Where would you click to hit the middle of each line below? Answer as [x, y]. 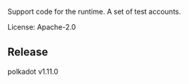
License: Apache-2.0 [42, 27]
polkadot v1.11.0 [33, 71]
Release [28, 52]
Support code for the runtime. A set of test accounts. [94, 12]
